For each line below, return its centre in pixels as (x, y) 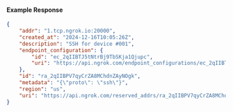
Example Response (35, 10)
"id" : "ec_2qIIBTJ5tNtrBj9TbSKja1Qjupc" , (93, 57)
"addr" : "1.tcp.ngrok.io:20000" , (67, 31)
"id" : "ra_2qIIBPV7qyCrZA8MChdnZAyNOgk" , (80, 77)
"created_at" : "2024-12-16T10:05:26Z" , (77, 37)
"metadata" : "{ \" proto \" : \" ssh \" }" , (74, 83)
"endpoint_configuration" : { (61, 50)
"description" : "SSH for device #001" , (77, 44)
